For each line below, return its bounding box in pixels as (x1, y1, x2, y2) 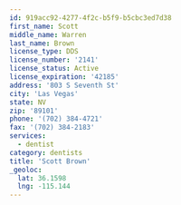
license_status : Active (9, 64, 100, 73)
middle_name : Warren (9, 30, 88, 39)
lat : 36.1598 (17, 173, 67, 182)
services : (9, 132, 47, 141)
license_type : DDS (9, 47, 79, 56)
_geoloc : (9, 165, 43, 174)
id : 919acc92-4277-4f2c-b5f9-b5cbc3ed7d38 (9, 13, 172, 23)
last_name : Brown (9, 38, 75, 48)
